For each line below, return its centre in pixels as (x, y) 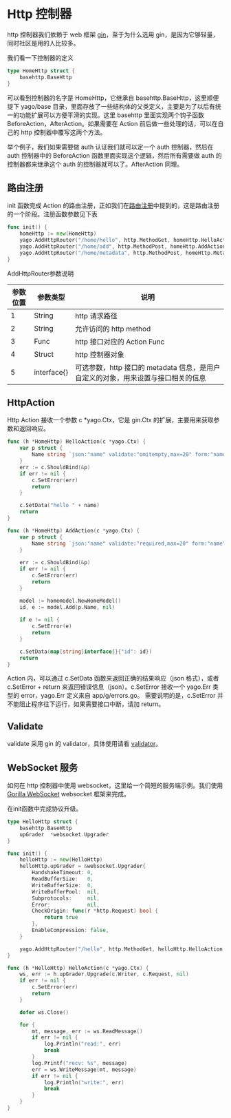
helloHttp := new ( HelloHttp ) (61, 860)
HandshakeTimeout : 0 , (63, 873)
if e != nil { (40, 620)
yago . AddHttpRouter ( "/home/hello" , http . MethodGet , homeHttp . (110, 240)
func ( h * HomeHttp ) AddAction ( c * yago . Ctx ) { (74, 530)
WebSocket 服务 (43, 768)
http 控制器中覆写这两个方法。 (63, 132)
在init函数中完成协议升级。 (45, 809)
